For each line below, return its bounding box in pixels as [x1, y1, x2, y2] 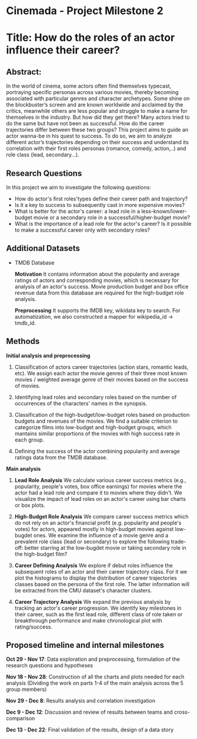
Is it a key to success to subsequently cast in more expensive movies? [14, 202, 185, 208]
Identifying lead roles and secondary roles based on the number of [14, 393, 177, 400]
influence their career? [6, 44, 121, 57]
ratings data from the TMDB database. [14, 454, 108, 461]
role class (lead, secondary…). [6, 151, 79, 158]
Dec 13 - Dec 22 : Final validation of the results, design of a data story [6, 726, 174, 733]
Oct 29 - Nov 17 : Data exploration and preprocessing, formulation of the [6, 656, 181, 663]
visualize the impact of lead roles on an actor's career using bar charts [14, 495, 186, 502]
